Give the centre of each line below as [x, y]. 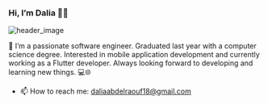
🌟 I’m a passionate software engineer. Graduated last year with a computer [132, 46]
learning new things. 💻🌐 [50, 73]
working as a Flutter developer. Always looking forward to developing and [131, 63]
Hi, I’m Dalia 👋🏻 [38, 13]
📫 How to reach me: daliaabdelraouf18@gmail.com [106, 91]
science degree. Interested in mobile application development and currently [134, 55]
